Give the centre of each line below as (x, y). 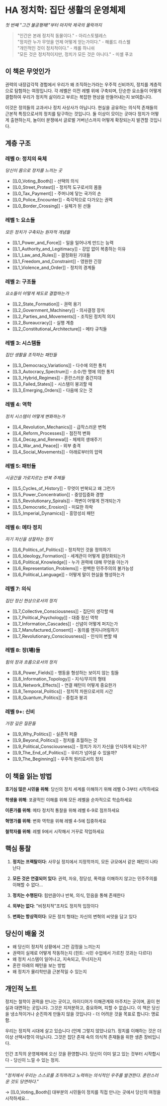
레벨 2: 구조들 (21, 281)
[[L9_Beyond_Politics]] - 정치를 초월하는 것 (55, 740)
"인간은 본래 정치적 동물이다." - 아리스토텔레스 (62, 35)
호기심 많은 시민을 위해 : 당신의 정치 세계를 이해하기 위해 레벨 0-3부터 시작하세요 (82, 789)
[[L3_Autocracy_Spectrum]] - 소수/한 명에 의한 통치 (63, 372)
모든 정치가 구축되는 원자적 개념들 (38, 232)
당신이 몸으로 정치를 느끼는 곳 (34, 170)
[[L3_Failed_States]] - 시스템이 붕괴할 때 (52, 384)
